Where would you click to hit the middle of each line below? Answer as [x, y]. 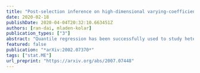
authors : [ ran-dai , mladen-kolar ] [49, 28]
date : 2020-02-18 [28, 17]
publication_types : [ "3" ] [38, 34]
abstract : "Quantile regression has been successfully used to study [94, 39]
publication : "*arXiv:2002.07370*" [50, 50]
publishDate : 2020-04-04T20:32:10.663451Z [60, 22]
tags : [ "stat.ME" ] [29, 55]
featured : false [26, 45]
